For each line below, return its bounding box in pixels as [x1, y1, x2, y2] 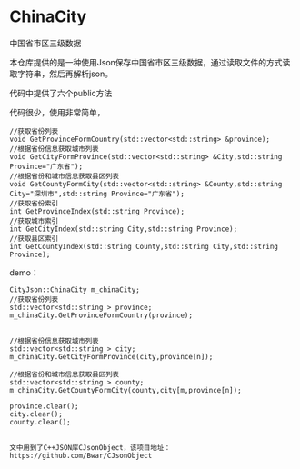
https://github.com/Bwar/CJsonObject [9, 451, 153, 460]
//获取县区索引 [9, 234, 59, 243]
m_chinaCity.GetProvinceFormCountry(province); [9, 311, 194, 320]
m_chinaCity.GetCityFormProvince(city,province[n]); [9, 352, 214, 361]
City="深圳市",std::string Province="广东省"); [9, 189, 185, 198]
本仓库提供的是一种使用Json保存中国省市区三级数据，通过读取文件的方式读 [9, 56, 291, 67]
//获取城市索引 [9, 216, 59, 225]
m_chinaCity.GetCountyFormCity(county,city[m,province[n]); [9, 385, 243, 394]
